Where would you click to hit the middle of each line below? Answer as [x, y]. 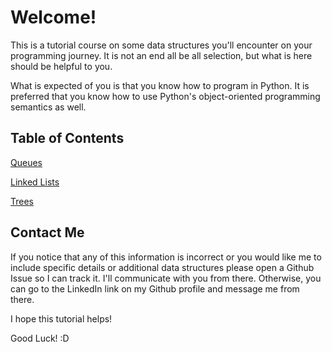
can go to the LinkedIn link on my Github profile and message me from [155, 288]
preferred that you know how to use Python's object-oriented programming [165, 96]
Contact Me [47, 232]
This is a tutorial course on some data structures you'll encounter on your [161, 45]
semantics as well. [48, 107]
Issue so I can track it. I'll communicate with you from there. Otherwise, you [166, 278]
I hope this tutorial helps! [61, 318]
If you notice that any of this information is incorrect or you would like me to [166, 257]
